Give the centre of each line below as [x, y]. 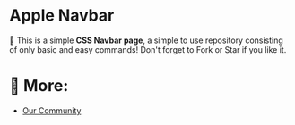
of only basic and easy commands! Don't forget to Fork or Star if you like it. [148, 49]
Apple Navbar [62, 16]
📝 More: [39, 86]
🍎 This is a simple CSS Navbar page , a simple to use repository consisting [147, 40]
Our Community [52, 110]
